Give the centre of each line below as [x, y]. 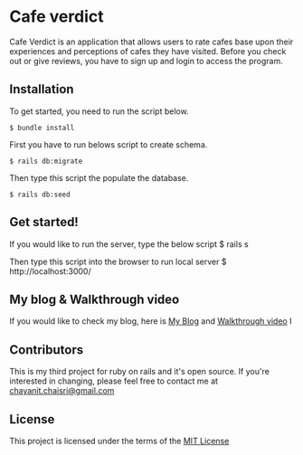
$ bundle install [42, 128]
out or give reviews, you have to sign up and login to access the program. [146, 61]
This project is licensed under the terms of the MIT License [119, 441]
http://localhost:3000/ [51, 271]
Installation [42, 89]
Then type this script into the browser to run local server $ [118, 261]
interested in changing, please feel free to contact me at [114, 381]
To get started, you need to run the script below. [99, 111]
